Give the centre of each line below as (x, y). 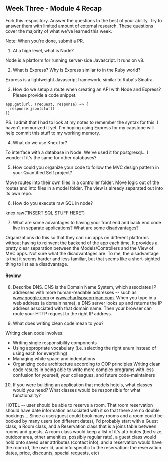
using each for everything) (40, 353)
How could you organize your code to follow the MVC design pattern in (86, 167)
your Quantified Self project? (42, 172)
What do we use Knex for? (40, 142)
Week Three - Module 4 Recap (53, 8)
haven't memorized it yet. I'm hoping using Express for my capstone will (79, 127)
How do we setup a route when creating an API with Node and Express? (87, 89)
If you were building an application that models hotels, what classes (82, 385)
